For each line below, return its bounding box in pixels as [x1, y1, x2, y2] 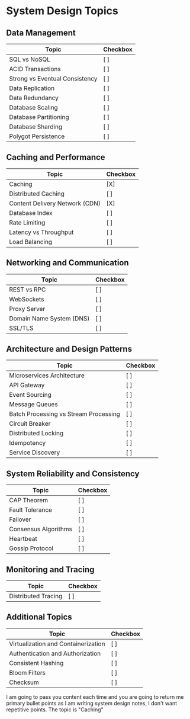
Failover [9, 515, 31, 524]
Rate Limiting [9, 218, 46, 226]
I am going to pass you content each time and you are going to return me [6, 693, 184, 700]
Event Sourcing [9, 391, 51, 399]
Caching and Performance [6, 152, 105, 162]
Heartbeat [9, 535, 37, 543]
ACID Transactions [9, 65, 61, 73]
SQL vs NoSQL [9, 55, 50, 63]
